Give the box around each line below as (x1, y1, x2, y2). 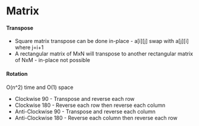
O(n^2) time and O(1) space (6, 84, 73, 91)
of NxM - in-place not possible (14, 57, 91, 64)
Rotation (6, 70, 28, 77)
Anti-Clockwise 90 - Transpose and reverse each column (14, 107, 156, 115)
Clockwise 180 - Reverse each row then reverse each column (14, 102, 166, 109)
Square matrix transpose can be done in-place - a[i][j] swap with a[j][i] (14, 38, 189, 45)
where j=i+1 (14, 44, 43, 51)
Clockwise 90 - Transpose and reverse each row (14, 95, 135, 102)
